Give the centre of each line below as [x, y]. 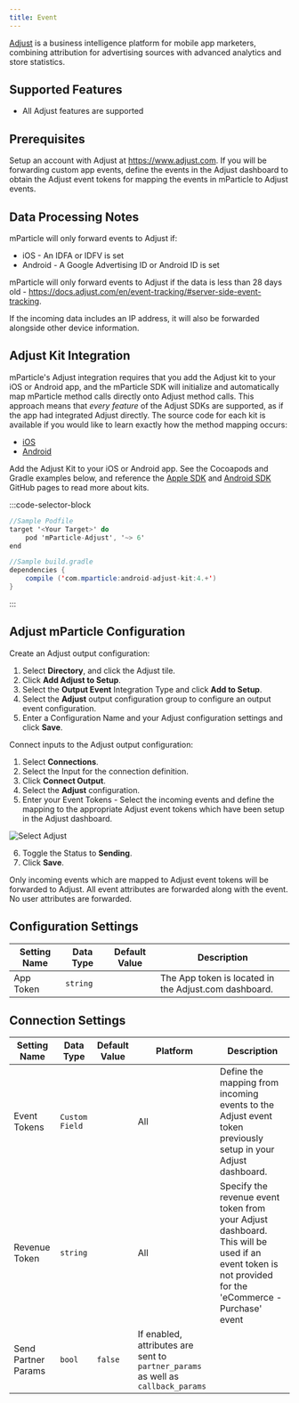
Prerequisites [47, 139]
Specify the [244, 1187]
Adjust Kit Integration [70, 356]
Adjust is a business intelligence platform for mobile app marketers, [133, 43]
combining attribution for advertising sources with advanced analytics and [145, 52]
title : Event [33, 17]
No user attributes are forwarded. [70, 898]
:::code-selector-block [50, 505]
